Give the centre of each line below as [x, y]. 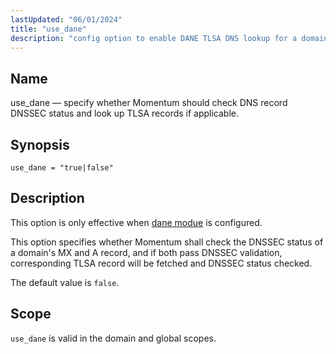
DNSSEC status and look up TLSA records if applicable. [125, 113]
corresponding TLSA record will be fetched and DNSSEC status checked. [161, 263]
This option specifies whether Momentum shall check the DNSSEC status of [167, 242]
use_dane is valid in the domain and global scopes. [113, 338]
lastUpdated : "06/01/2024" [66, 19]
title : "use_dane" [48, 29]
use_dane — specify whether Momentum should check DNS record [149, 103]
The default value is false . [65, 282]
